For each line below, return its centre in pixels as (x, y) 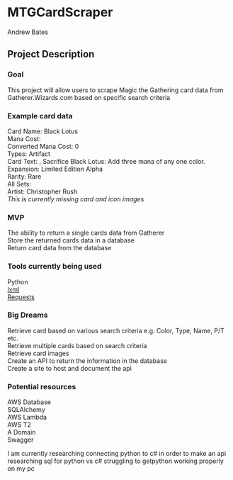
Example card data (40, 116)
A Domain (22, 432)
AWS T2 (19, 425)
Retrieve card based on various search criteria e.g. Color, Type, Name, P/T (116, 330)
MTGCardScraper (60, 12)
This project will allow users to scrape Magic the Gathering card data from (115, 90)
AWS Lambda (27, 417)
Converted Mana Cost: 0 (43, 146)
